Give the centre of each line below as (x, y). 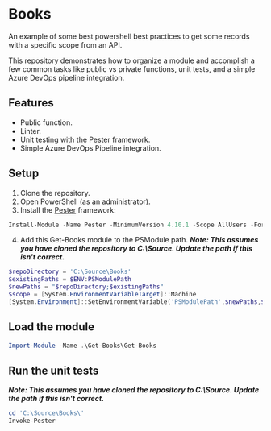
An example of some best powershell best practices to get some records (129, 36)
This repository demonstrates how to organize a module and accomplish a (132, 60)
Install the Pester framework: (68, 209)
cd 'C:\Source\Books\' (46, 413)
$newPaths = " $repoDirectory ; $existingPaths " (86, 287)
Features (31, 103)
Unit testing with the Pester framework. (85, 139)
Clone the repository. (55, 193)
